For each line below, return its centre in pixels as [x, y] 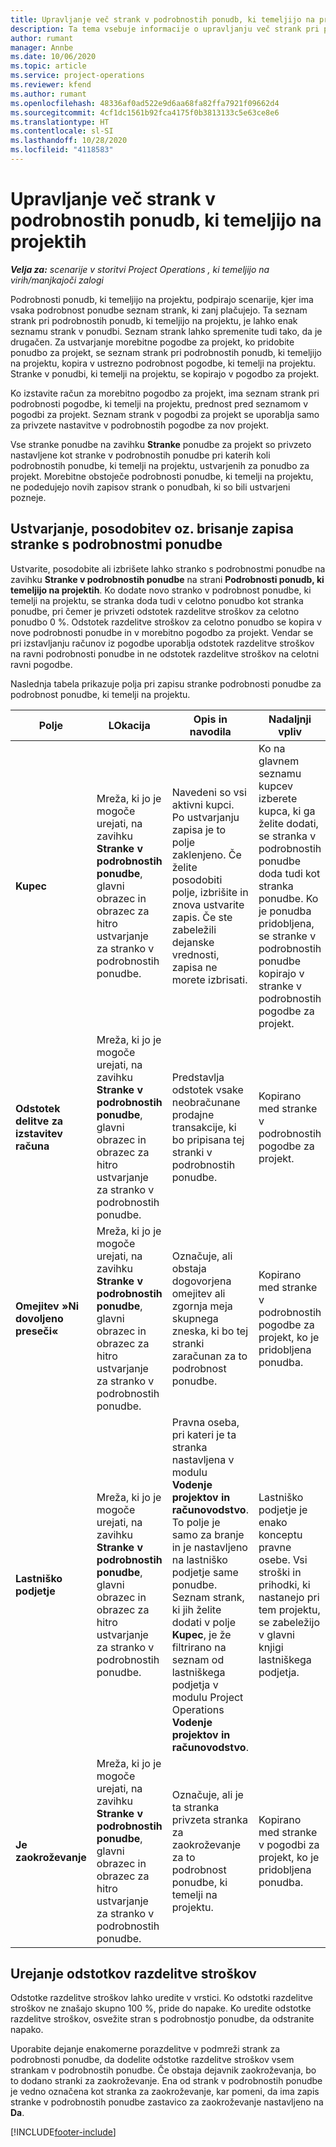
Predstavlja [198, 1077]
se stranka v [287, 836]
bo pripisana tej [208, 1139]
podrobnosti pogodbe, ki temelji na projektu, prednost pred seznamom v [159, 403]
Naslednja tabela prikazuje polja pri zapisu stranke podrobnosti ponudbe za [166, 683]
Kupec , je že [201, 1634]
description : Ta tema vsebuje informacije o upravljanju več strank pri [165, 29]
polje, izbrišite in [210, 892]
